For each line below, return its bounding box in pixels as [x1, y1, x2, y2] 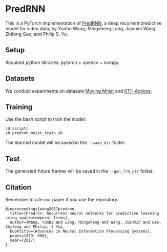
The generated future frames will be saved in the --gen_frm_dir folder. [5, 168, 154, 174]
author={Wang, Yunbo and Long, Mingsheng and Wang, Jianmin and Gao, [10, 220, 161, 225]
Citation [5, 183, 32, 192]
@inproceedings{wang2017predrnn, [5, 206, 77, 212]
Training [5, 102, 33, 111]
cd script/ [5, 126, 29, 131]
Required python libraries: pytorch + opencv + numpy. [5, 59, 119, 66]
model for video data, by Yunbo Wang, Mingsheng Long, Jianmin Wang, [5, 25, 157, 31]
